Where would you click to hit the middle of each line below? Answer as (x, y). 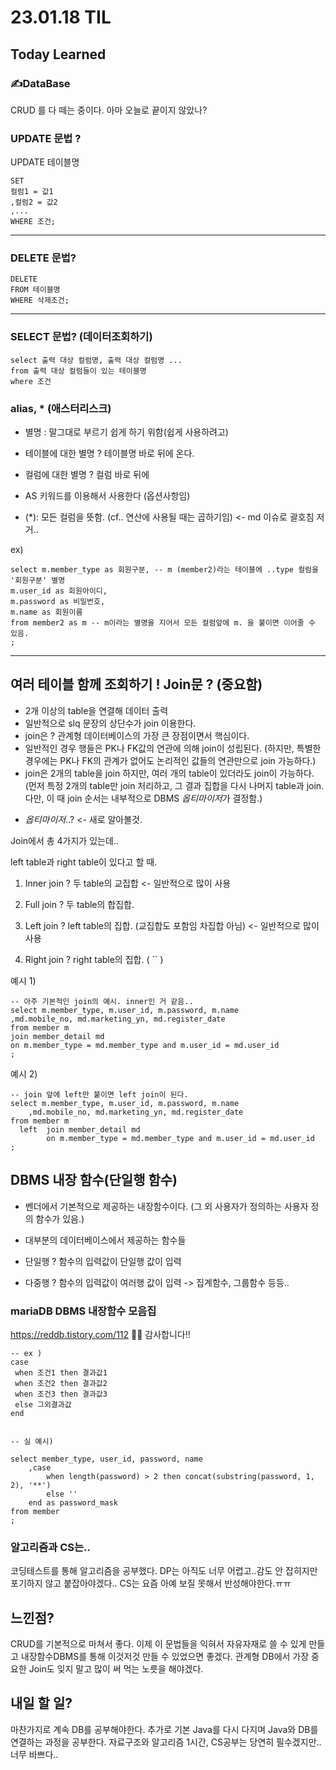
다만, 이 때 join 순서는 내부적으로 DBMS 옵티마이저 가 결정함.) (143, 798)
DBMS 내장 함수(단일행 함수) (94, 1180)
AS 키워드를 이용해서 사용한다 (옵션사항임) (107, 496)
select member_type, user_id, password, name (106, 1459)
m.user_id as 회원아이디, (59, 591)
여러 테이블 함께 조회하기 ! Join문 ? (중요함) (136, 684)
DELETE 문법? (43, 258)
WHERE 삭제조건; (40, 301)
